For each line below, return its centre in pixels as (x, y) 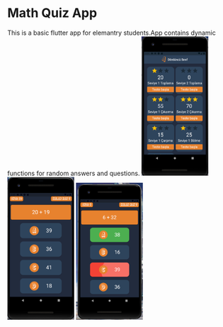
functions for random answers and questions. (74, 173)
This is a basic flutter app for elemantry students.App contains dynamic (111, 33)
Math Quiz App (52, 13)
